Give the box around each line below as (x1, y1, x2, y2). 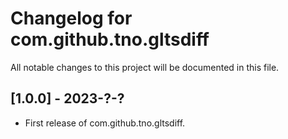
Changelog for (10, 7, 133, 30)
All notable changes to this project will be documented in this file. (10, 61, 280, 73)
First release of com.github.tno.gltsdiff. (24, 117, 186, 129)
